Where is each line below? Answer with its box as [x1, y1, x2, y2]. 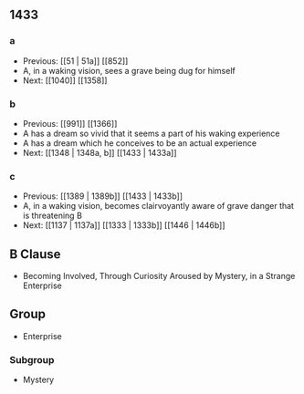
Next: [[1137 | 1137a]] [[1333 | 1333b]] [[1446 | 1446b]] [22, 220, 225, 231]
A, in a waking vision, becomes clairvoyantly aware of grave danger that [22, 201, 295, 212]
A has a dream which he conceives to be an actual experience [22, 137, 257, 149]
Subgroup [9, 353, 55, 366]
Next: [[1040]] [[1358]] [22, 75, 108, 86]
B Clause [9, 246, 61, 262]
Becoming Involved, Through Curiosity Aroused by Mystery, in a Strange [22, 271, 296, 282]
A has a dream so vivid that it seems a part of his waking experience [22, 128, 280, 139]
